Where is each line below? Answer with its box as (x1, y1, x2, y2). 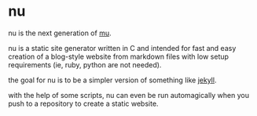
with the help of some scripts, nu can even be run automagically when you (8, 90, 250, 100)
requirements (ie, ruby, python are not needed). (8, 60, 162, 69)
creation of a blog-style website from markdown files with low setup (8, 52, 229, 61)
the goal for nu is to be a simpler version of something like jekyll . (8, 75, 217, 85)
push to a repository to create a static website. (8, 99, 159, 108)
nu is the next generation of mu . (8, 28, 112, 38)
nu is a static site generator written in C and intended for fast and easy (8, 43, 237, 53)
